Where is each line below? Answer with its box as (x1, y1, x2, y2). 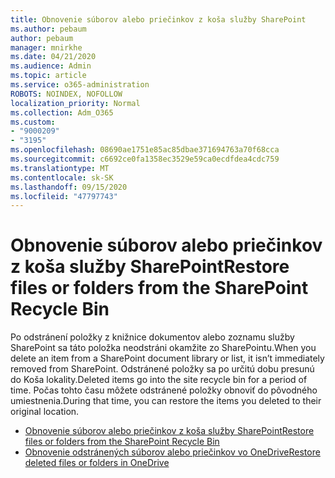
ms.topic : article (10, 71, 87, 81)
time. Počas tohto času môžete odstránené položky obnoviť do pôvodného (10, 384, 318, 396)
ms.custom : (10, 117, 56, 127)
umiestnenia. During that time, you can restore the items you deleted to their (10, 395, 322, 407)
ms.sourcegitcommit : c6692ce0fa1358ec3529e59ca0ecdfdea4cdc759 (10, 154, 280, 164)
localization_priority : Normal (10, 98, 141, 108)
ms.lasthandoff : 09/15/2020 (10, 182, 128, 192)
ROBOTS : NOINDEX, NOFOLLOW (10, 89, 123, 99)
